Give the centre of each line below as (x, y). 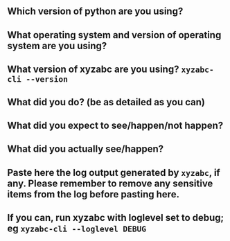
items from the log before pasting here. (94, 194)
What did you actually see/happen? (86, 149)
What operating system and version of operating (114, 35)
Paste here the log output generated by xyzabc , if (114, 172)
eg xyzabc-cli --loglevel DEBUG (77, 229)
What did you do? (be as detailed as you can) (106, 102)
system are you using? (57, 45)
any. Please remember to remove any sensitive (110, 183)
